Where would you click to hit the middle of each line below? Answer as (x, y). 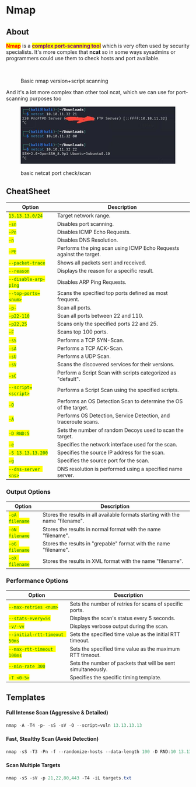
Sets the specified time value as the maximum (125, 649)
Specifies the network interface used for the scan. (117, 444)
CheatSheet (28, 192)
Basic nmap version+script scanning (64, 81)
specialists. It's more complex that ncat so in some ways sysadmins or (91, 52)
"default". (69, 379)
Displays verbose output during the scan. (119, 626)
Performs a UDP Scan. (84, 356)
